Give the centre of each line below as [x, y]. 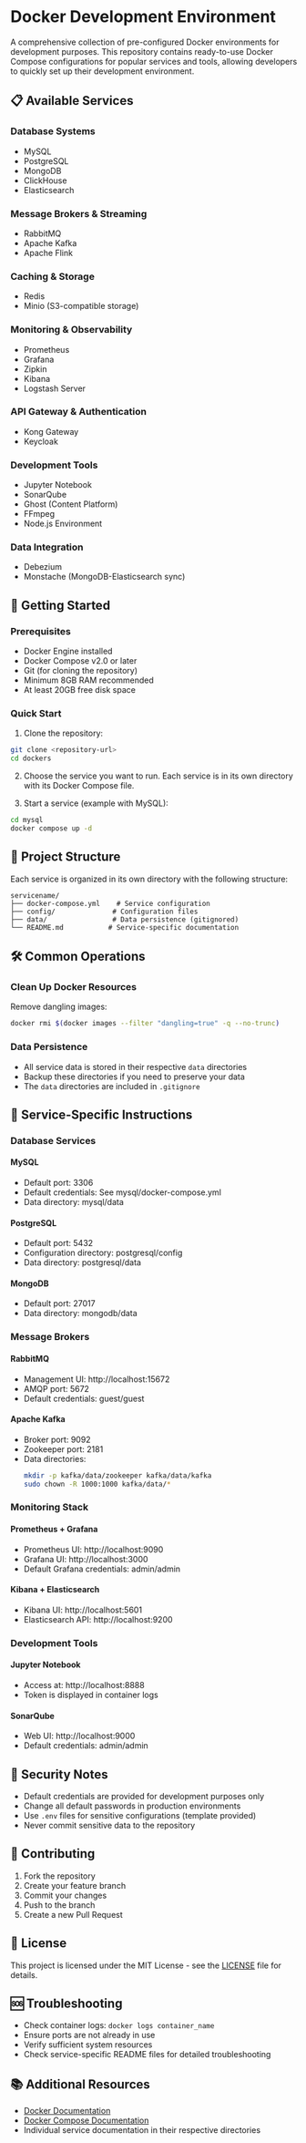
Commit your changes [65, 1895]
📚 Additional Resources [81, 2084]
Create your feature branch [75, 1885]
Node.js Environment [63, 524]
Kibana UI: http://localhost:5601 [83, 1610]
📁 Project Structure [66, 857]
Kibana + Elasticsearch [55, 1590]
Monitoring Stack [50, 1508]
